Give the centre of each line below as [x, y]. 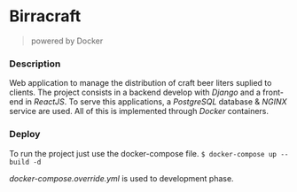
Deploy [25, 134]
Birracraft [45, 16]
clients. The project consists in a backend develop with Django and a [135, 92]
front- [273, 92]
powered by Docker [67, 41]
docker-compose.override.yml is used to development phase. [121, 178]
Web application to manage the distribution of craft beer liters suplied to [141, 83]
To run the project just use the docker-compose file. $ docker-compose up [143, 153]
